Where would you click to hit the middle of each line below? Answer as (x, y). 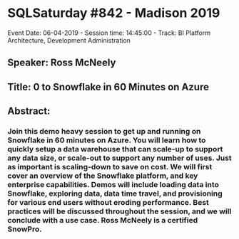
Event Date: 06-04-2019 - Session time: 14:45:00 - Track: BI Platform (109, 33)
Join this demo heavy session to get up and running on (104, 132)
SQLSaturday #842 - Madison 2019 (114, 13)
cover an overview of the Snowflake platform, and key (103, 176)
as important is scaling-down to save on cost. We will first (110, 167)
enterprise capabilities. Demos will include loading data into (113, 185)
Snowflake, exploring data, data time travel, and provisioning (115, 193)
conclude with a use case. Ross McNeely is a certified (103, 221)
